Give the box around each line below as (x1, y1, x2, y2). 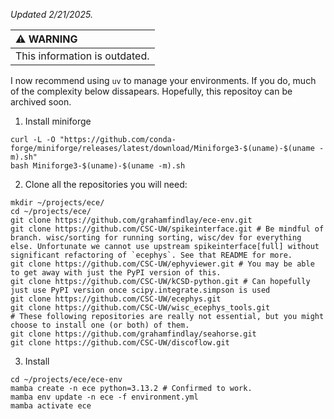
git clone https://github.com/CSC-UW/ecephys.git (10, 294, 222, 304)
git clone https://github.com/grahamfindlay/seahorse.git (10, 329, 257, 339)
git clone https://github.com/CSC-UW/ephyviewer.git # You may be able (10, 259, 315, 269)
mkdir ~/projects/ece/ (10, 198, 105, 208)
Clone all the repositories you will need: (24, 179, 188, 190)
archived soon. (10, 96, 72, 108)
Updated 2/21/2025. (10, 9, 93, 20)
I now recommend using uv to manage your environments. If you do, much (10, 75, 317, 86)
